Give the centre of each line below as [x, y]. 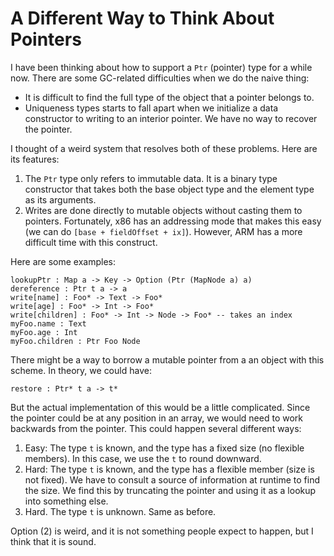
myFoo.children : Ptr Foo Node [75, 341]
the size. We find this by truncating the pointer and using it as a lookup [170, 490]
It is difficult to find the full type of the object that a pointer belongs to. [169, 97]
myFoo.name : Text [48, 323]
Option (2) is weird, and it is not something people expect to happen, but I [162, 531]
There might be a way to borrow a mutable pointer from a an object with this [167, 359]
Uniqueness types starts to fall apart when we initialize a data [151, 108]
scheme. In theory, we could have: [81, 370]
